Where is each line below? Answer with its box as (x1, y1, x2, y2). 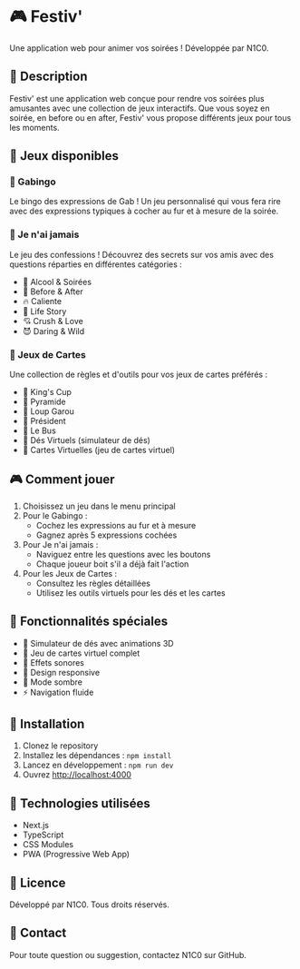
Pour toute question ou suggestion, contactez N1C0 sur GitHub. (9, 949, 247, 960)
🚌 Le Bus (22, 425, 56, 436)
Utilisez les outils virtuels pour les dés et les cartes (35, 587, 226, 598)
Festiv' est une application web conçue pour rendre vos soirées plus (9, 93, 265, 104)
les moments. (9, 122, 61, 133)
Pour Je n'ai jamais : (22, 539, 99, 549)
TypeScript (22, 829, 64, 840)
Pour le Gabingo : (22, 509, 88, 521)
